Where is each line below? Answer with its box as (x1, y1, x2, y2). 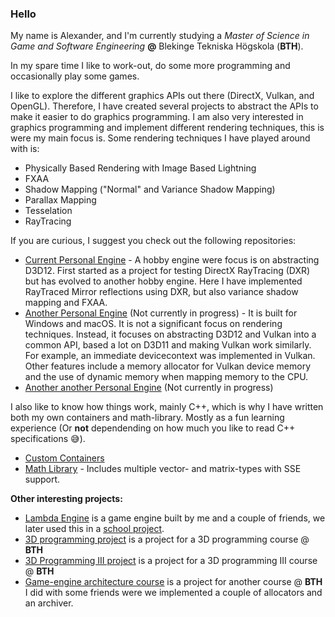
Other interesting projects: (10, 493, 123, 505)
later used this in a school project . (24, 523, 165, 535)
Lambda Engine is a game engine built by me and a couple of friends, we (24, 512, 326, 524)
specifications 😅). (10, 433, 86, 445)
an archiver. (24, 597, 74, 609)
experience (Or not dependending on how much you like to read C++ (10, 422, 296, 434)
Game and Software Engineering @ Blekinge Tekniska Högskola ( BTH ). (10, 40, 304, 52)
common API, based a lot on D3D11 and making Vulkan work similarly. (24, 339, 312, 351)
